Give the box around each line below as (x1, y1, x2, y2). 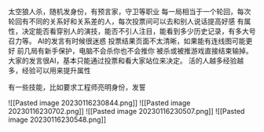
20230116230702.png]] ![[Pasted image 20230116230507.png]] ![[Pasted (8, 107, 245, 115)
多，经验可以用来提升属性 (8, 66, 91, 75)
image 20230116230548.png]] (8, 115, 107, 124)
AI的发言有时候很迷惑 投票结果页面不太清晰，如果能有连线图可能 (37, 36, 246, 46)
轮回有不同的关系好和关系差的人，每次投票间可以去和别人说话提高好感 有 (8, 16, 244, 26)
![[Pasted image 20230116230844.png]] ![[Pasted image (8, 98, 191, 108)
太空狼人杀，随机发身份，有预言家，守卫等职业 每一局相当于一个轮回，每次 (8, 7, 251, 16)
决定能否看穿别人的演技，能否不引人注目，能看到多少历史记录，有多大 (21, 27, 249, 35)
